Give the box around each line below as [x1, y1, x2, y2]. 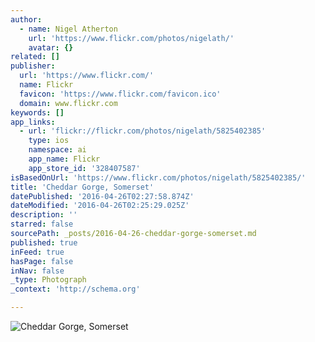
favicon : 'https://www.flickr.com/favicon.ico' [19, 89, 222, 99]
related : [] [10, 52, 60, 62]
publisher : [10, 61, 56, 71]
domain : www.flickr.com [19, 98, 118, 108]
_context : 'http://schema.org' [10, 284, 141, 295]
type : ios [28, 136, 70, 146]
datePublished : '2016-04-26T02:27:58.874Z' [10, 191, 195, 201]
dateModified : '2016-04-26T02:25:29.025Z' [10, 201, 190, 211]
